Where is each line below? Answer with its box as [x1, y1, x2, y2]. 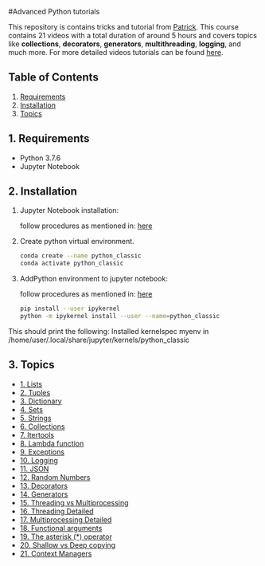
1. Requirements [8, 132, 90, 146]
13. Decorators [19, 481, 68, 490]
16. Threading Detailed [19, 506, 94, 516]
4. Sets [19, 404, 44, 414]
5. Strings [19, 413, 52, 423]
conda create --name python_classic [19, 252, 142, 260]
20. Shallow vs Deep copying [19, 540, 116, 549]
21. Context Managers [19, 548, 92, 558]
